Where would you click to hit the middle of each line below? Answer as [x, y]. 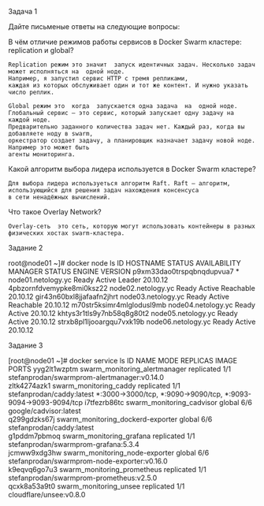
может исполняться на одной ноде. [67, 72]
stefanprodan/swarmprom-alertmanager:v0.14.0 [86, 377]
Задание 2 [26, 248]
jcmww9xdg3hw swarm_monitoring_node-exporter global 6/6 [109, 453]
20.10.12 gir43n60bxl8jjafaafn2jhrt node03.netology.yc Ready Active [119, 296]
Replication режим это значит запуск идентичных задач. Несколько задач [132, 65]
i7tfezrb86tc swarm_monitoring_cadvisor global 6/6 [168, 402]
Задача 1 [23, 11]
